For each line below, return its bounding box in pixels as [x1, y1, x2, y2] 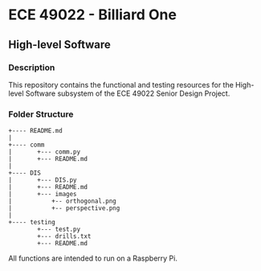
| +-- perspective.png [8, 204, 120, 212]
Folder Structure [8, 109, 74, 120]
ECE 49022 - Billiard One [8, 6, 177, 24]
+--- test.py [37, 225, 81, 234]
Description [8, 62, 55, 73]
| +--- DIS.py [8, 176, 78, 184]
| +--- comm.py [8, 148, 81, 156]
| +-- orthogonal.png [8, 197, 116, 206]
